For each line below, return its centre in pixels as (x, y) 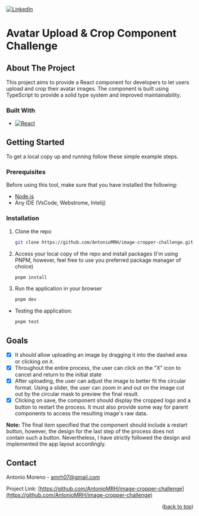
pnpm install (31, 277)
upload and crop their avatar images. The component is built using (88, 89)
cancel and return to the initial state (58, 375)
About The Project (41, 68)
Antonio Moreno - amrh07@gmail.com (53, 477)
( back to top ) (178, 506)
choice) (24, 266)
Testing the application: (43, 311)
